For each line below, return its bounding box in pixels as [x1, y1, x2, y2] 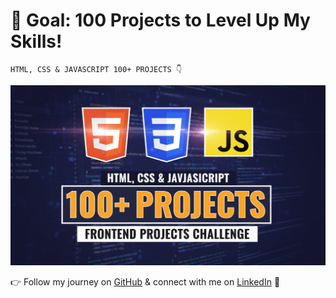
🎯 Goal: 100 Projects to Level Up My [10, 9, 311, 32]
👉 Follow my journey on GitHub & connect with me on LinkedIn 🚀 [10, 275, 281, 288]
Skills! [10, 30, 63, 53]
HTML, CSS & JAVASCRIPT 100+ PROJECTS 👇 [10, 64, 183, 74]
